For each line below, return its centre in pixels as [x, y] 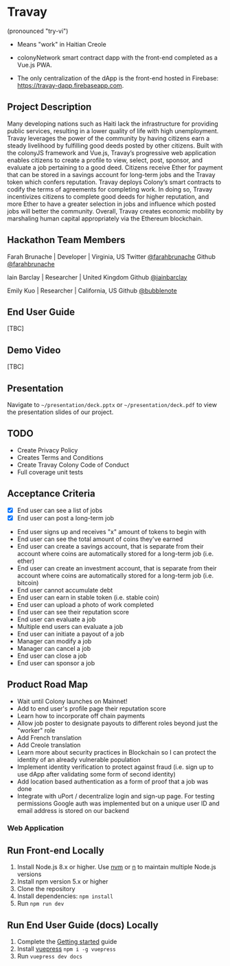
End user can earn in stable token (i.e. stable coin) [88, 597]
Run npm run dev [41, 904]
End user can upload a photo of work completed [85, 604]
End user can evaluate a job [56, 619]
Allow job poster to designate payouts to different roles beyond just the [117, 723]
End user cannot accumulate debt [65, 590]
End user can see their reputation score [73, 612]
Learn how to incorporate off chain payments [81, 715]
